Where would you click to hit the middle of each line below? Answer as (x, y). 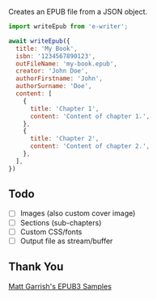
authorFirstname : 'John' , (59, 79)
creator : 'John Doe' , (52, 71)
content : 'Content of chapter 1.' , (90, 116)
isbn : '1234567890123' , (55, 56)
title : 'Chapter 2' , (64, 139)
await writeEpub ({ (39, 41)
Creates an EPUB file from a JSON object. (78, 12)
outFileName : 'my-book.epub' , (66, 64)
